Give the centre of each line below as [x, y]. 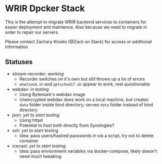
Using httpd [31, 120]
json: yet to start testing [36, 115]
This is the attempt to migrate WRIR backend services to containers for [76, 22]
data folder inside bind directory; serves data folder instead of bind [86, 104]
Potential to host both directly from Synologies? [67, 125]
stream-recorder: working [38, 74]
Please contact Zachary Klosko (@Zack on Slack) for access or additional [78, 41]
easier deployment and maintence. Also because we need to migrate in [76, 27]
